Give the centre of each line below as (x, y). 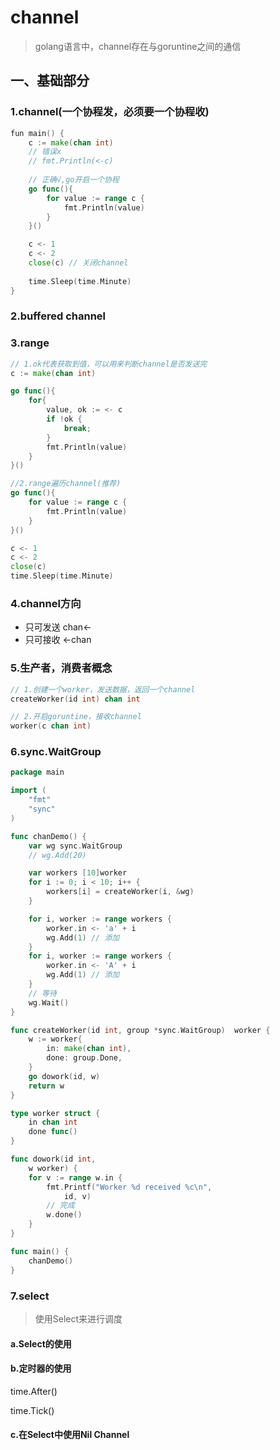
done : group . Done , (84, 1058)
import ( (28, 791)
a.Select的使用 (41, 1343)
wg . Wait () (49, 1002)
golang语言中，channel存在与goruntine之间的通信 (138, 46)
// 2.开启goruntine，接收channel (76, 717)
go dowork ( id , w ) (64, 1076)
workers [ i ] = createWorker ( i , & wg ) (120, 892)
